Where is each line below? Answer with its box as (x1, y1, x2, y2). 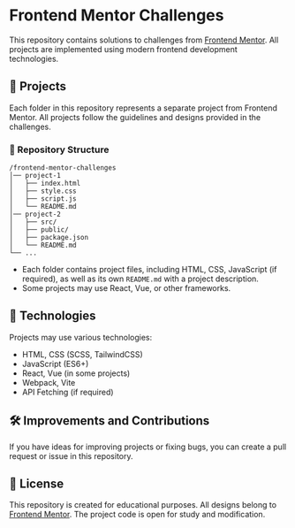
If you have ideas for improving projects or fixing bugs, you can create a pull (9, 441, 287, 452)
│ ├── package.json (9, 233, 89, 242)
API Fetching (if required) (21, 386, 114, 397)
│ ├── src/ (9, 218, 57, 226)
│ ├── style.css (9, 187, 77, 195)
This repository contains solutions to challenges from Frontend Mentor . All (9, 34, 279, 45)
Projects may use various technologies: (9, 332, 153, 342)
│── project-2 (9, 210, 62, 219)
